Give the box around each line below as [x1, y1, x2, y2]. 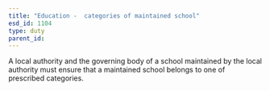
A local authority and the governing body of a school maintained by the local [8, 56, 262, 66]
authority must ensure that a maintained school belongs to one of [8, 65, 226, 75]
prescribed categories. [8, 73, 85, 83]
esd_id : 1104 [8, 19, 52, 27]
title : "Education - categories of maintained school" [8, 11, 200, 20]
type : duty [8, 27, 45, 35]
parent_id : [8, 34, 45, 43]
